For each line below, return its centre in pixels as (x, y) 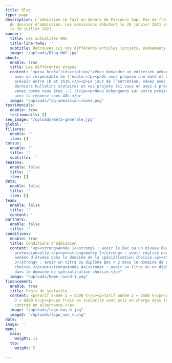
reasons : (15, 162)
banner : (14, 34)
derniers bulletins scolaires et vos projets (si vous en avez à (86, 86)
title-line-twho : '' (32, 44)
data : (11, 181)
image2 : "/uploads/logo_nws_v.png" (48, 315)
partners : (16, 220)
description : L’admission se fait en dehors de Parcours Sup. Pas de (81, 19)
